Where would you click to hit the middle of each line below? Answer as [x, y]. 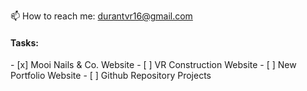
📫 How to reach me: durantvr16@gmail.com [101, 16]
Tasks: [24, 42]
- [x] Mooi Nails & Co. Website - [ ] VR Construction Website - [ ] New [153, 65]
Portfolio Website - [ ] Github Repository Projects [111, 76]
